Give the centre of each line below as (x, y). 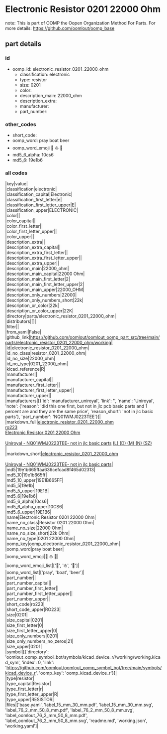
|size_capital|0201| (24, 620)
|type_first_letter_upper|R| (32, 694)
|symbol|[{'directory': (27, 652)
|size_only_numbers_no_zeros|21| (39, 641)
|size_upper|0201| (24, 647)
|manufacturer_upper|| (28, 396)
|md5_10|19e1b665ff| (26, 475)
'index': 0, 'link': (38, 662)
